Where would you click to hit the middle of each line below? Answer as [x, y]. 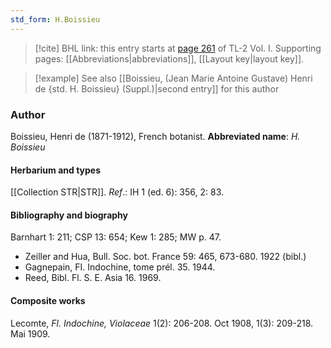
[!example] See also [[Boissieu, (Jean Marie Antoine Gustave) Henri [173, 78]
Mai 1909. [30, 333]
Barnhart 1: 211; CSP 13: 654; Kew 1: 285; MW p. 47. [116, 237]
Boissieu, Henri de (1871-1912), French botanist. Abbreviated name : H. [155, 136]
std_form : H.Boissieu [55, 19]
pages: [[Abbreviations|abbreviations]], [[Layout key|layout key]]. [169, 58]
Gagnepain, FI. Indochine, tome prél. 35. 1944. [120, 267]
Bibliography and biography [69, 215]
